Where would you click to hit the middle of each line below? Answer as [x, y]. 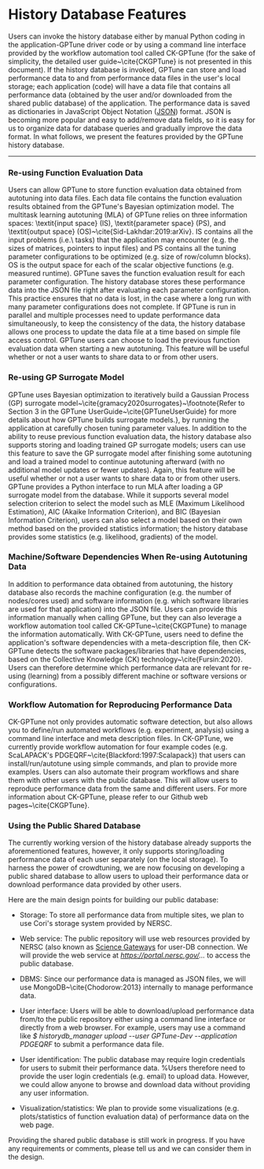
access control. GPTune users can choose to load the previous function [124, 341]
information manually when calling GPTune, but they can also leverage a [125, 617]
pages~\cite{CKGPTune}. [49, 806]
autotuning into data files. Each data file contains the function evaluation [125, 198]
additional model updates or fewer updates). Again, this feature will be [122, 470]
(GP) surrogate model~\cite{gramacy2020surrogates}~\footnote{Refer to [126, 403]
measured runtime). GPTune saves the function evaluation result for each [126, 274]
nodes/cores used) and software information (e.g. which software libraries [128, 600]
